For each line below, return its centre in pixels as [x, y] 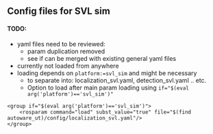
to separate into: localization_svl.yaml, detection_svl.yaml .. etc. [117, 80]
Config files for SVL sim [59, 11]
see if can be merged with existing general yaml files [102, 58]
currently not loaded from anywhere [68, 66]
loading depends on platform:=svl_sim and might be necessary [107, 73]
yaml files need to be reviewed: [61, 44]
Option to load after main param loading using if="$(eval [108, 88]
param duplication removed [66, 51]
